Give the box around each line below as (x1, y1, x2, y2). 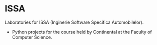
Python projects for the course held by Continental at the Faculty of (12, 29, 152, 35)
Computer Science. (12, 34, 52, 40)
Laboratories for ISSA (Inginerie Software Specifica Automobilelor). (5, 19, 144, 25)
